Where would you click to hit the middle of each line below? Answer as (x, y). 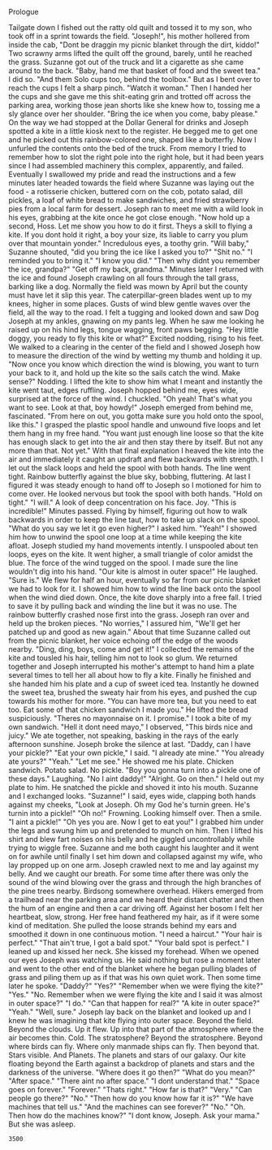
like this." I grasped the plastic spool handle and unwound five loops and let (135, 425)
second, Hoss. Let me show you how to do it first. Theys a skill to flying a (131, 226)
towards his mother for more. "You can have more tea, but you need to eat (133, 701)
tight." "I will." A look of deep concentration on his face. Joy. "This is (123, 502)
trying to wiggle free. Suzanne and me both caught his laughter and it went (134, 848)
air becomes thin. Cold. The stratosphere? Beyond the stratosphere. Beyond (136, 1038)
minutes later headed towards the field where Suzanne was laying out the (131, 183)
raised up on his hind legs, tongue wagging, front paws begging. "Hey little (134, 330)
